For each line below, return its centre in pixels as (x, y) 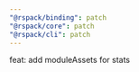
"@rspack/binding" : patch (58, 18)
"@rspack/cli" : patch (50, 34)
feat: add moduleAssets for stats (70, 60)
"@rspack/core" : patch (52, 26)
